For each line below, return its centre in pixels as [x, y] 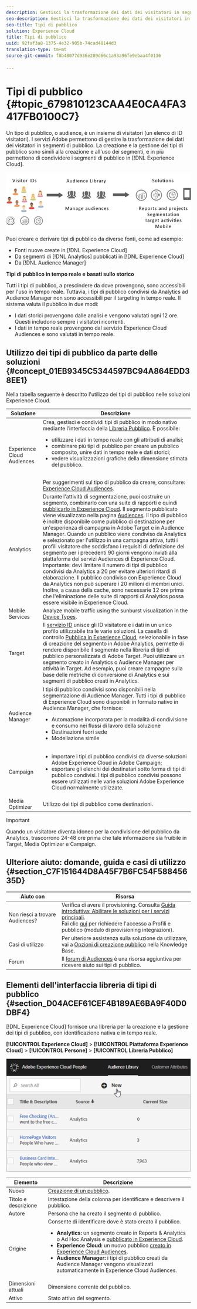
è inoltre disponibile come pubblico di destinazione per [109, 521]
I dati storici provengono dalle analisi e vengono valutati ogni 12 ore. [96, 316]
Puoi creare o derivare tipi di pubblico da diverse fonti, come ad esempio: [95, 239]
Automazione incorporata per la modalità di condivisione [119, 719]
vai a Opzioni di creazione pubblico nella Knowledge [124, 944]
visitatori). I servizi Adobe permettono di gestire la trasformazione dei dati [95, 139]
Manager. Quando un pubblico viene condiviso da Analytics [115, 534]
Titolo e [18, 1199]
